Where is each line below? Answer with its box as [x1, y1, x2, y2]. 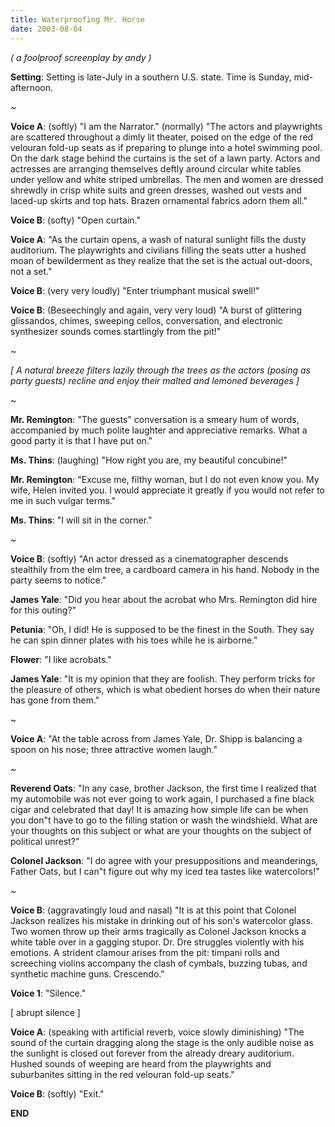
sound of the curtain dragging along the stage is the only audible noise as [10, 1036, 314, 1048]
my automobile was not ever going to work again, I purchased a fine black [10, 792, 315, 805]
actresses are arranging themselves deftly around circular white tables [10, 162, 302, 175]
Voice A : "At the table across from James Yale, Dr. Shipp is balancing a [10, 732, 303, 745]
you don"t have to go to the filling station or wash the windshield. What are [10, 814, 318, 826]
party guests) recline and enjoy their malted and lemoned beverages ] [10, 374, 300, 386]
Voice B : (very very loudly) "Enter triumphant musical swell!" [10, 284, 260, 296]
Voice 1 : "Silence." [10, 987, 87, 999]
